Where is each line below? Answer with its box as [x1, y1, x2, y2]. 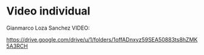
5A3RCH [6, 42, 29, 50]
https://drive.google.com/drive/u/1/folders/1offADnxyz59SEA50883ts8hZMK [6, 36, 198, 43]
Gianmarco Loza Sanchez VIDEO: [6, 24, 90, 31]
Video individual [6, 4, 91, 18]
